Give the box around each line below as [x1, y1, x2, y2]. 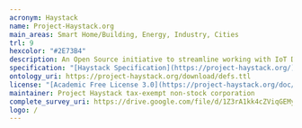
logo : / [9, 105, 39, 114]
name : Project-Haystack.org [9, 22, 115, 31]
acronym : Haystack [9, 13, 78, 23]
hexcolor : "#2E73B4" [9, 47, 87, 56]
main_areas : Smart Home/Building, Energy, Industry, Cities [9, 30, 240, 39]
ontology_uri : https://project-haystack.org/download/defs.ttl [9, 72, 252, 81]
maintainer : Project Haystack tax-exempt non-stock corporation [9, 88, 255, 97]
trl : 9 [9, 38, 34, 48]
